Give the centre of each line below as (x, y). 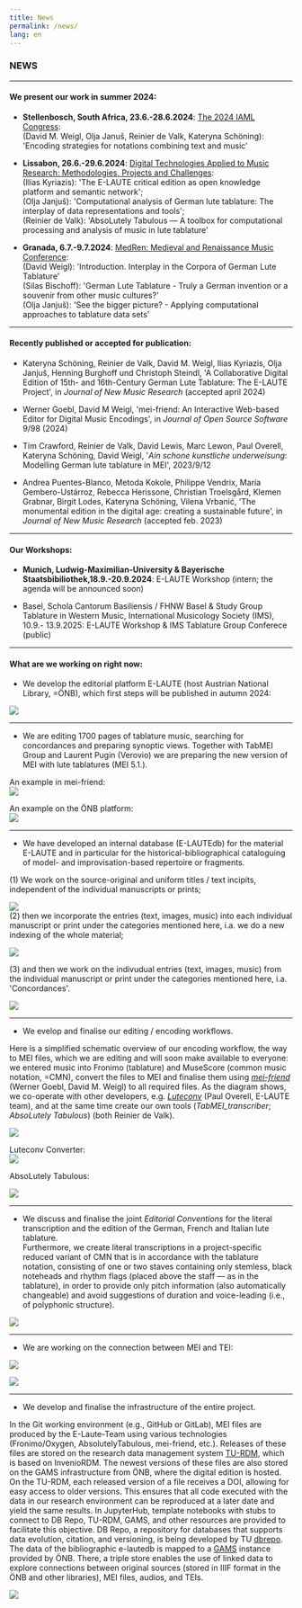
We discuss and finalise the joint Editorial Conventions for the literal (147, 1219)
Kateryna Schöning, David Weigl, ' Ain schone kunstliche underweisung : (155, 456)
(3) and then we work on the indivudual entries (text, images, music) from (145, 969)
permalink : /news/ (44, 26)
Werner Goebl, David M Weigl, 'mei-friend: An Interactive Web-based (151, 409)
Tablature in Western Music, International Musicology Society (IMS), (148, 616)
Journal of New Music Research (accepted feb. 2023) (122, 521)
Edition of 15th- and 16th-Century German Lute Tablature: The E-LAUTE (155, 382)
